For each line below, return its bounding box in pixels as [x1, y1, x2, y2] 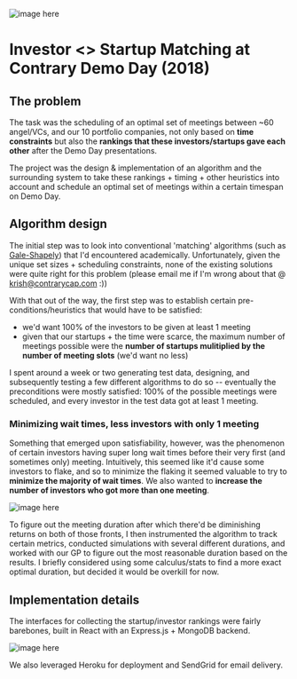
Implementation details [9, 592, 140, 607]
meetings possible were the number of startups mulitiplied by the [21, 340, 266, 351]
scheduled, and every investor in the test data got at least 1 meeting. [9, 395, 259, 406]
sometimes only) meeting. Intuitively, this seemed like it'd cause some [9, 457, 264, 468]
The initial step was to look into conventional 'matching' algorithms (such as [9, 240, 286, 250]
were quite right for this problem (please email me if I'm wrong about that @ [9, 268, 286, 279]
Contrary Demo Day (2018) [9, 59, 210, 79]
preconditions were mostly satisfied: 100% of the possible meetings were [9, 386, 277, 397]
